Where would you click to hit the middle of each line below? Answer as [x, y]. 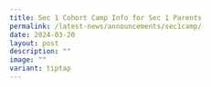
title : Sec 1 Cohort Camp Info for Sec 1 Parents [106, 18]
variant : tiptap [40, 69]
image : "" [28, 60]
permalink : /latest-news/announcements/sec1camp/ [106, 26]
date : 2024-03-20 [42, 34]
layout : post [34, 43]
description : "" [40, 52]
